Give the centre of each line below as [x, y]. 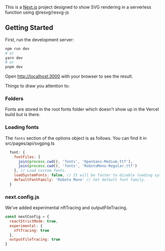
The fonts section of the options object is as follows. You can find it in [76, 138]
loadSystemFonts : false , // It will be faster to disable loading [83, 175]
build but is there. [23, 115]
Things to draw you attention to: [37, 86]
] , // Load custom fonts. [41, 171]
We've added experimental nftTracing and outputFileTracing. [66, 208]
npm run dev [17, 49]
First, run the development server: [40, 39]
